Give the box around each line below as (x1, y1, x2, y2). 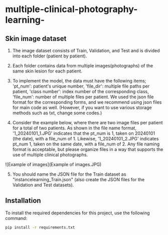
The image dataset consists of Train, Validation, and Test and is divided (12, 48, 160, 53)
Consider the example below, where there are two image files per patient (12, 120, 163, 125)
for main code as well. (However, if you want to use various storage (12, 105, 152, 110)
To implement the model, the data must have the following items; (12, 78, 146, 84)
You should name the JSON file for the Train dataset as (12, 171, 126, 177)
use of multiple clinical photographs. (12, 152, 88, 158)
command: (5, 215, 28, 221)
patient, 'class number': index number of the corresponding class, (12, 89, 149, 94)
